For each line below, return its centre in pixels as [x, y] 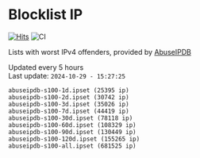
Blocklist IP [46, 15]
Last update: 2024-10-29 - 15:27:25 [67, 75]
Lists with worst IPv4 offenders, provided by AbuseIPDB [100, 52]
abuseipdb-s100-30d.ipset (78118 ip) [71, 118]
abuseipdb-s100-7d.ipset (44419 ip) [69, 111]
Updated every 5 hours [46, 67]
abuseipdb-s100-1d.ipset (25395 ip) [69, 90]
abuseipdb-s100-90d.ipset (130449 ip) [72, 132]
